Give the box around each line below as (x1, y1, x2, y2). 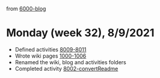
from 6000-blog (6, 5, 46, 12)
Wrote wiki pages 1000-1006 (14, 52, 87, 59)
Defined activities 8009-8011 (14, 46, 87, 53)
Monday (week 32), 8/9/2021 (6, 26, 155, 40)
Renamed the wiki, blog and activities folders (14, 58, 126, 65)
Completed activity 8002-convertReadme (14, 65, 118, 72)
